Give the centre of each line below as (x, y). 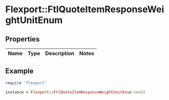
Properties (23, 39)
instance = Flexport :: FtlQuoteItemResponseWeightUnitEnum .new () (75, 92)
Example (19, 71)
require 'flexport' (26, 83)
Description (60, 53)
